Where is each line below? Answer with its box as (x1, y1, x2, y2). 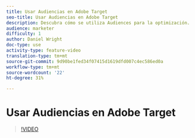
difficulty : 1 (6, 31, 42, 37)
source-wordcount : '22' (6, 70, 65, 76)
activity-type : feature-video (6, 48, 81, 54)
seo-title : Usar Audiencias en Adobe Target (6, 14, 118, 20)
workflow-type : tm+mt (6, 64, 60, 70)
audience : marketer (6, 25, 55, 32)
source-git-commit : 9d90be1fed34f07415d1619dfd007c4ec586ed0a (6, 58, 163, 64)
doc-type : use (6, 42, 42, 48)
